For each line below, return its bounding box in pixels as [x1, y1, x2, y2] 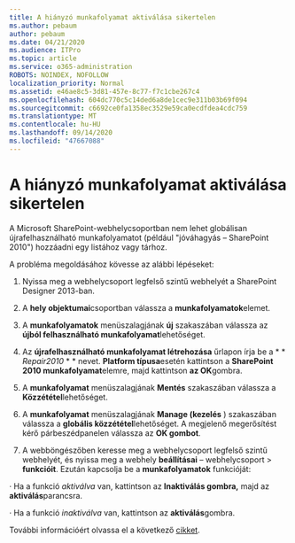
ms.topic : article [9, 54, 77, 63]
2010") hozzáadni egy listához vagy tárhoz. [9, 241, 167, 252]
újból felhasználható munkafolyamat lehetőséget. [21, 329, 206, 339]
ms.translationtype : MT [9, 112, 97, 120]
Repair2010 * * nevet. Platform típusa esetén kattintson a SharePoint [21, 355, 274, 366]
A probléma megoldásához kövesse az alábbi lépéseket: [9, 259, 214, 269]
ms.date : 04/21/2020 [9, 37, 86, 47]
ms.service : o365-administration [9, 63, 133, 72]
